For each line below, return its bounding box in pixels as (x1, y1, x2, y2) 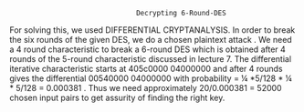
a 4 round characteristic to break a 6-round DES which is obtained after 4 (9, 44, 286, 55)
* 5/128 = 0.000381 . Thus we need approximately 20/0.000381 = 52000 (9, 83, 282, 93)
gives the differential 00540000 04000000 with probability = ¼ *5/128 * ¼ (9, 73, 292, 84)
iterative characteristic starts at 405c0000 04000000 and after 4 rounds (9, 64, 283, 74)
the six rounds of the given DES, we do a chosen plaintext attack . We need (9, 35, 292, 45)
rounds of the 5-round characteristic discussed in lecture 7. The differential (9, 54, 292, 64)
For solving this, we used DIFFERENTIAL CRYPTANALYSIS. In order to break (9, 25, 296, 36)
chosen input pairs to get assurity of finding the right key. (9, 92, 225, 103)
